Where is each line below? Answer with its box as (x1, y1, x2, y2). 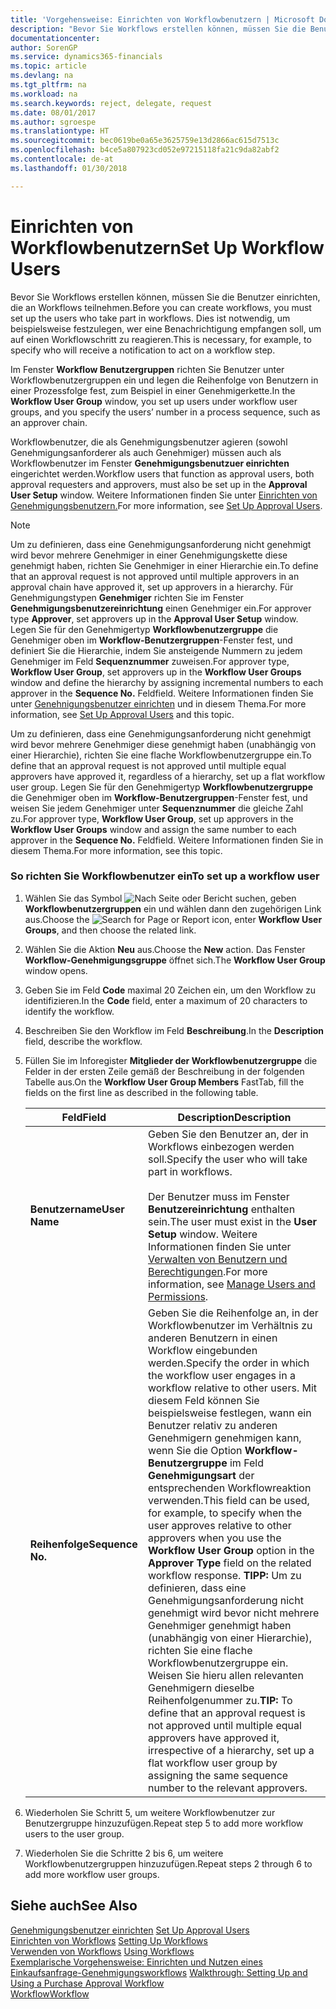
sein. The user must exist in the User (147, 1214, 318, 1228)
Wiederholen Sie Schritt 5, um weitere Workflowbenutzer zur (24, 1806, 276, 1818)
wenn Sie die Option (147, 1443, 243, 1457)
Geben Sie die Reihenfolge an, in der (147, 1306, 319, 1320)
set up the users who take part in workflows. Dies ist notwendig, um (10, 312, 291, 324)
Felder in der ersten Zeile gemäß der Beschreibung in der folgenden (24, 1065, 305, 1077)
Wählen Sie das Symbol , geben (24, 892, 297, 904)
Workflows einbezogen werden (147, 1139, 295, 1153)
